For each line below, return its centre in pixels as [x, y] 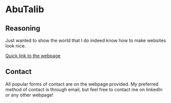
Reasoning [23, 28]
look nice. [16, 46]
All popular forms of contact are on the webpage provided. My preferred [82, 84]
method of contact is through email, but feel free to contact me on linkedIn [84, 89]
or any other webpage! [30, 95]
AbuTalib [25, 9]
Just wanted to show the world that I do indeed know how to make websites [86, 40]
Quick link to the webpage [33, 56]
